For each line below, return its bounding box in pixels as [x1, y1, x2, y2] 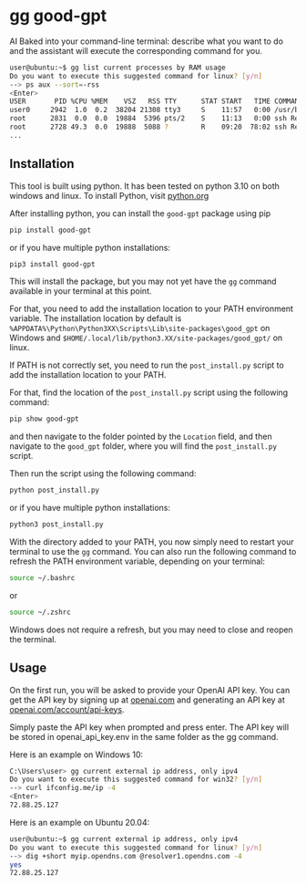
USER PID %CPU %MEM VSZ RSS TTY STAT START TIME [9, 97, 271, 106]
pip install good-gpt [9, 225, 92, 234]
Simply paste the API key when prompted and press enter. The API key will [9, 722, 290, 733]
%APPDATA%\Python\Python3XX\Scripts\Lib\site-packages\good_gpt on [9, 323, 270, 334]
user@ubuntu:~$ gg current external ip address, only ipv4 [9, 834, 239, 844]
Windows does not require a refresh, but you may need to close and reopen [9, 624, 293, 635]
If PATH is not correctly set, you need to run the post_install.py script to [9, 359, 284, 370]
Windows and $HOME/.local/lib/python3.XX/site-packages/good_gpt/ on [9, 332, 283, 343]
